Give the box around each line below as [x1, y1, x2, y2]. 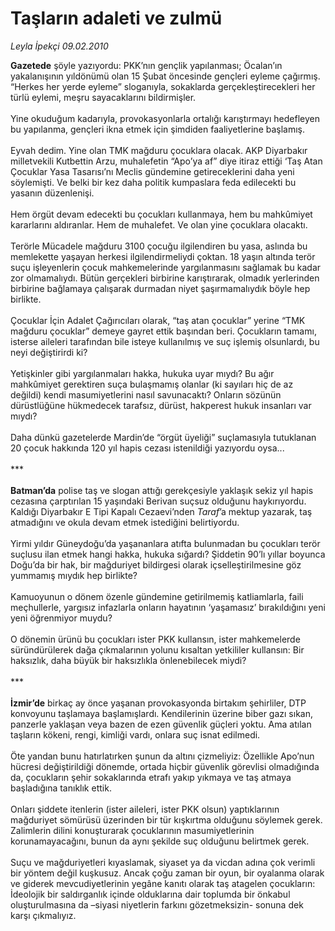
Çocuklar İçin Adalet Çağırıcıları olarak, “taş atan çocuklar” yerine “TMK [10, 314, 306, 326]
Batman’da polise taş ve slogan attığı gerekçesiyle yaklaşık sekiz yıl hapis [10, 484, 314, 496]
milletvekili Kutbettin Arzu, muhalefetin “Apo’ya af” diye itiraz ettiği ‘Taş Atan [10, 155, 323, 167]
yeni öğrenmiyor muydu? [10, 612, 113, 624]
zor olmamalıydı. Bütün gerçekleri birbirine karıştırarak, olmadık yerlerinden [10, 272, 320, 284]
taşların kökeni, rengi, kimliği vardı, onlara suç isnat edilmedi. [10, 728, 261, 741]
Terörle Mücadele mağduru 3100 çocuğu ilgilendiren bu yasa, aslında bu [10, 240, 308, 252]
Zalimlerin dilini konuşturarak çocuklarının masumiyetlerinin [10, 824, 255, 836]
